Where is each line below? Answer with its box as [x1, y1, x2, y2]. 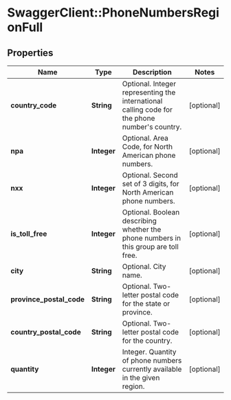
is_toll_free [10, 229, 47, 239]
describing [122, 216, 157, 226]
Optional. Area [122, 133, 168, 143]
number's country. [122, 122, 182, 132]
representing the [122, 88, 176, 97]
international [122, 97, 163, 106]
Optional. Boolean [122, 208, 180, 217]
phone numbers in [122, 233, 181, 243]
